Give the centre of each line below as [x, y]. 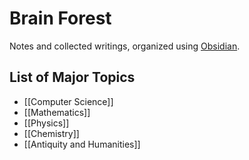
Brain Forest [60, 18]
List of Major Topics [72, 77]
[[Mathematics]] [57, 112]
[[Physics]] [46, 123]
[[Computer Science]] [68, 101]
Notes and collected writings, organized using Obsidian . [125, 46]
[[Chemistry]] [51, 133]
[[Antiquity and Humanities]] [82, 144]
